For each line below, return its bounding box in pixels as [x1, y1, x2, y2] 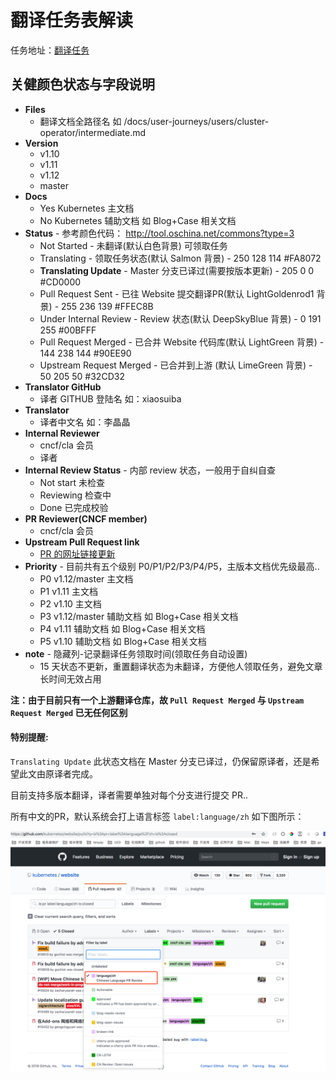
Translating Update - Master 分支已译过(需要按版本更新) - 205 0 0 [39, 264, 315, 276]
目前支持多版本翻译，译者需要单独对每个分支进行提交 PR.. [10, 789, 248, 801]
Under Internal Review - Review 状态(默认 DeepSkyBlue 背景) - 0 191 [39, 312, 322, 325]
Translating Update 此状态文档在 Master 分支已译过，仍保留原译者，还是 [10, 755, 312, 767]
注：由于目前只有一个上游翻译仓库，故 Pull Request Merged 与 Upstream [10, 694, 305, 706]
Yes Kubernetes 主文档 [39, 202, 135, 214]
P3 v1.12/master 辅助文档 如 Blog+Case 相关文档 [39, 610, 239, 622]
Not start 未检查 [39, 476, 105, 488]
